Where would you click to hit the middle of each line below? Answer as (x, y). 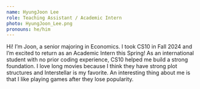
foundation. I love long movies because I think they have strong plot (92, 66)
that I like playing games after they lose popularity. (70, 79)
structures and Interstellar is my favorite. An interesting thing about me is (98, 73)
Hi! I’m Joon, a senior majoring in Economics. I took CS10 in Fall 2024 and (99, 47)
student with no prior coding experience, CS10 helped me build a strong (97, 60)
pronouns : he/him (29, 29)
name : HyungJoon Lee (33, 12)
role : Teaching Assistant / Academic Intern (64, 18)
